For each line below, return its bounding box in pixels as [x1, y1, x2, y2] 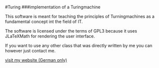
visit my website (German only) [5, 57, 67, 63]
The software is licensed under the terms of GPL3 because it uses [5, 28, 137, 34]
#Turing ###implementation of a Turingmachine [5, 4, 101, 10]
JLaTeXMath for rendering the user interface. [5, 34, 95, 39]
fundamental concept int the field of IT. [5, 19, 83, 24]
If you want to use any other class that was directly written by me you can [5, 43, 153, 48]
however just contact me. [5, 48, 56, 53]
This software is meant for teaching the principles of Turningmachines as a [5, 14, 155, 19]
